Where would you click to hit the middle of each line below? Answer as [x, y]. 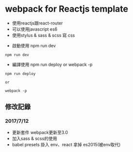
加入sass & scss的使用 [34, 138]
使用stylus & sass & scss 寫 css [43, 35]
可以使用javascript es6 [35, 29]
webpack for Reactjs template [67, 9]
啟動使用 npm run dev [34, 45]
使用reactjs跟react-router [37, 23]
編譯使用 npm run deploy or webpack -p [52, 64]
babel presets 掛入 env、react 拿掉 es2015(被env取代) [66, 144]
